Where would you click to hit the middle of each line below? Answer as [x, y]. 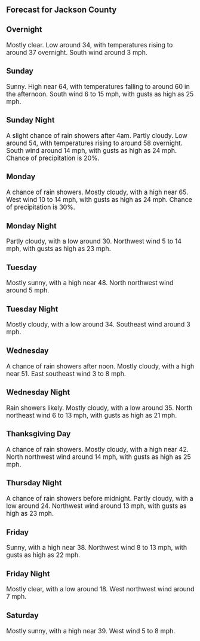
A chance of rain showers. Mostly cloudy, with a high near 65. [97, 192]
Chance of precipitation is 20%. [53, 158]
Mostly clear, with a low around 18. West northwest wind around [100, 589]
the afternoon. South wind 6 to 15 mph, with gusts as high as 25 [100, 94]
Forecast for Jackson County [61, 10]
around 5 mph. [28, 291]
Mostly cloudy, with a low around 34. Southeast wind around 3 [99, 325]
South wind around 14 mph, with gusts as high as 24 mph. [92, 150]
